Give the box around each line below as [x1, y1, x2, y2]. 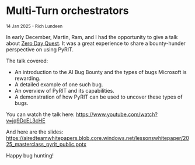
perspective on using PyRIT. [6, 45, 74, 53]
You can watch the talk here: [6, 111, 75, 118]
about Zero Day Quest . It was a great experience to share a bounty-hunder [6, 40, 186, 47]
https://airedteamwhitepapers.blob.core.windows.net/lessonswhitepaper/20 [6, 134, 190, 141]
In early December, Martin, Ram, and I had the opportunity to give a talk [6, 33, 178, 40]
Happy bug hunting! [6, 152, 54, 159]
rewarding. [14, 75, 41, 82]
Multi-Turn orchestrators [6, 4, 129, 17]
